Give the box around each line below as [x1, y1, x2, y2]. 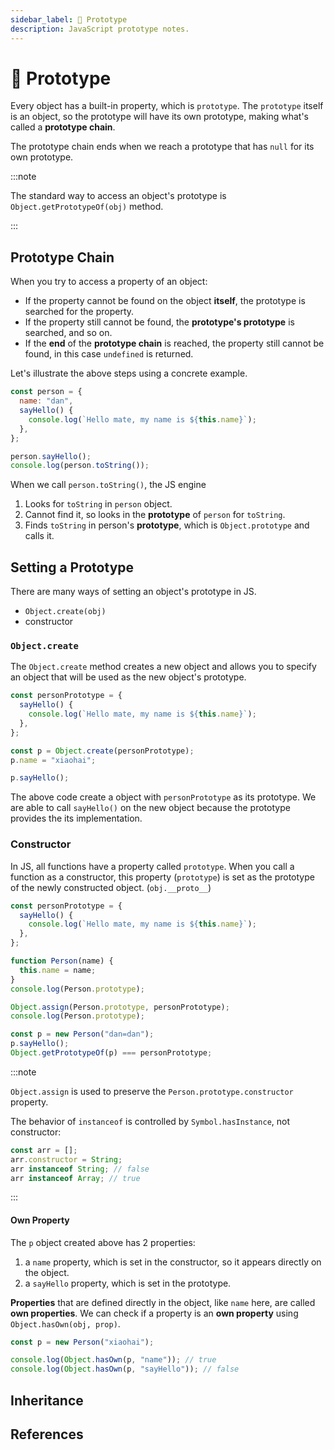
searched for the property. [24, 306, 135, 318]
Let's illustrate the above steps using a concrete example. [10, 367, 248, 380]
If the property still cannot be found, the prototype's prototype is [24, 316, 295, 328]
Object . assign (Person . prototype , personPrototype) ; [10, 1002, 230, 1012]
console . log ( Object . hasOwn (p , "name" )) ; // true [10, 1355, 217, 1365]
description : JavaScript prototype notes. [10, 24, 190, 34]
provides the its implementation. [10, 812, 143, 825]
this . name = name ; [19, 965, 97, 975]
